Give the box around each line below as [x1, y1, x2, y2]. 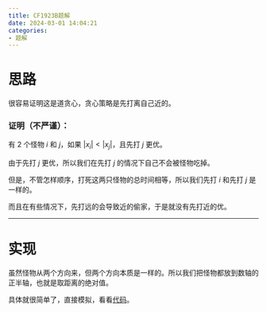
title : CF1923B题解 [8, 11, 71, 20]
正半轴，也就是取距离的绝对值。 [8, 278, 113, 287]
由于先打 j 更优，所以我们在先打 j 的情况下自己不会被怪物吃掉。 [8, 158, 215, 168]
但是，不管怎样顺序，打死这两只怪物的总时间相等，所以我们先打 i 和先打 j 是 [8, 175, 257, 185]
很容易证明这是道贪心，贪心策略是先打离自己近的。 [8, 99, 176, 108]
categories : [8, 26, 48, 34]
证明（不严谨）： [8, 120, 70, 131]
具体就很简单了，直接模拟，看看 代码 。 [8, 295, 133, 305]
